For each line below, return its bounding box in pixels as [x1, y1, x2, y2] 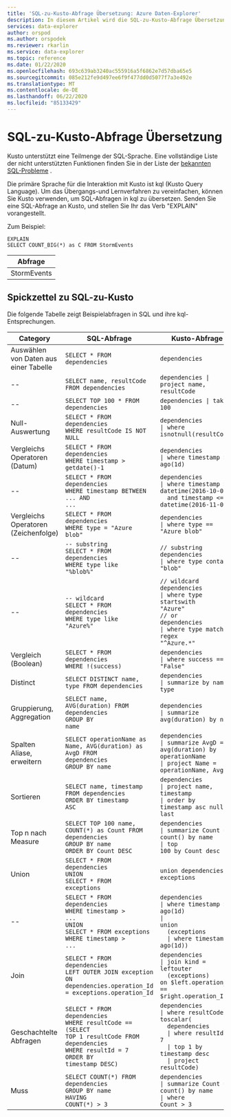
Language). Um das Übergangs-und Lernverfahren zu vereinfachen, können [7, 187, 223, 195]
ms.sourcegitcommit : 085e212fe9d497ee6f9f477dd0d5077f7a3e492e [7, 74, 192, 81]
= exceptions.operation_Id [65, 988, 153, 997]
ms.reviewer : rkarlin [7, 42, 69, 49]
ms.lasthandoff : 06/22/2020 [7, 93, 88, 100]
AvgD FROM [65, 749, 98, 757]
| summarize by [159, 678, 210, 686]
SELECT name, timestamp [65, 782, 143, 790]
